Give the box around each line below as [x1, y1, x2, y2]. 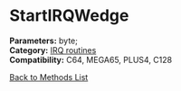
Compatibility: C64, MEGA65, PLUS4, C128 [9, 54, 173, 65]
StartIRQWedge [9, 5, 129, 26]
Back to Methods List [9, 71, 89, 82]
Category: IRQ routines [9, 44, 97, 55]
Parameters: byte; [9, 35, 79, 46]
